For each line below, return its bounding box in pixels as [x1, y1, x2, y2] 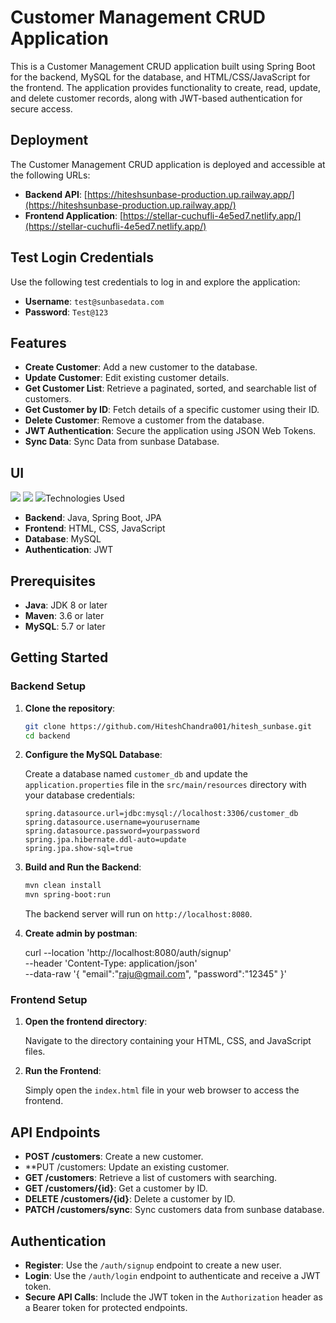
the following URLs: [10, 169, 91, 181]
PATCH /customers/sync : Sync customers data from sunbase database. [24, 1204, 325, 1216]
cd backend [24, 731, 71, 741]
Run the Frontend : [24, 1065, 102, 1077]
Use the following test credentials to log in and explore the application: [10, 276, 301, 288]
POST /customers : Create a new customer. [24, 1151, 204, 1163]
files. [24, 1046, 46, 1058]
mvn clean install [24, 881, 102, 891]
